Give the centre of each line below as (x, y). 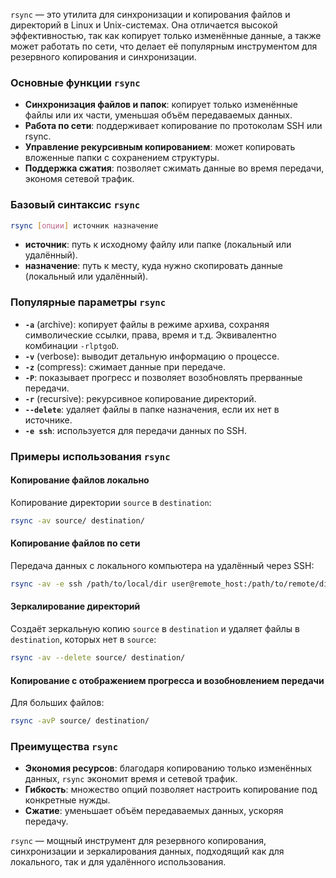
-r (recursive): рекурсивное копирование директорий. (140, 398)
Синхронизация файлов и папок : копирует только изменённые (161, 105)
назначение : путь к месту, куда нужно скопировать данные (154, 266)
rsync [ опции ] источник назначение (84, 225)
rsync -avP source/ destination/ (80, 721)
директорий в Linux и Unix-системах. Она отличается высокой (144, 25)
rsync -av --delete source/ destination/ (98, 658)
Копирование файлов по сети (75, 543)
